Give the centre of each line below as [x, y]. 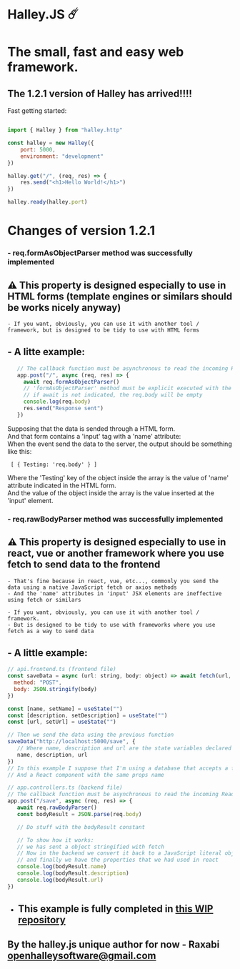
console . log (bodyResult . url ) [60, 880]
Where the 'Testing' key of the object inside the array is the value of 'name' [118, 477]
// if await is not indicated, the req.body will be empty [113, 395]
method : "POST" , [38, 683]
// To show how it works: [55, 840]
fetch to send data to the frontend [84, 565]
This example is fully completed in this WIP [115, 909]
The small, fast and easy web [96, 52]
